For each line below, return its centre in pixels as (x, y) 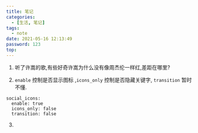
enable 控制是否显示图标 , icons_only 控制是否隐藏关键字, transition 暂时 (103, 79)
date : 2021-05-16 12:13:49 (39, 39)
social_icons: (24, 98)
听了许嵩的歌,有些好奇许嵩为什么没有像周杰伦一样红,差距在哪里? (93, 67)
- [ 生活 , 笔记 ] (28, 22)
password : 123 (24, 45)
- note (19, 34)
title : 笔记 (20, 11)
